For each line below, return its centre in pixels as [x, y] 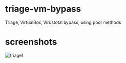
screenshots [31, 42]
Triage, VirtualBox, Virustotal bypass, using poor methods [63, 22]
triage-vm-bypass [43, 9]
